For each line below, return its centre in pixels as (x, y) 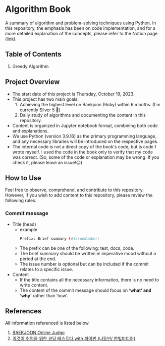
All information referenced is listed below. (48, 323)
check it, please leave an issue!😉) (47, 162)
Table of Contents (33, 54)
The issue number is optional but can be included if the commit (84, 264)
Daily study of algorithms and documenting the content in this (83, 115)
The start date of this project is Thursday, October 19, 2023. (73, 94)
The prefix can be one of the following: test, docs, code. (77, 248)
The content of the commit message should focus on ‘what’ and (85, 290)
